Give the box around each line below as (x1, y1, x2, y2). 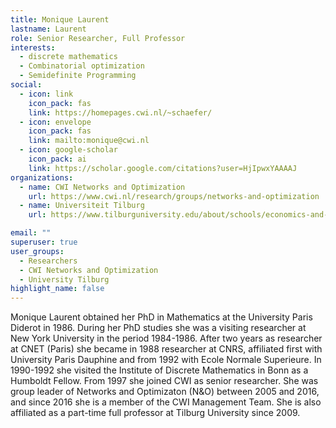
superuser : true (10, 237, 78, 247)
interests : (10, 42, 56, 53)
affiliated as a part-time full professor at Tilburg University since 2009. (10, 407, 301, 419)
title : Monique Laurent (10, 14, 110, 25)
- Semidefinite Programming (19, 71, 137, 81)
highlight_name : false (10, 284, 105, 294)
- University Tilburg (19, 274, 110, 285)
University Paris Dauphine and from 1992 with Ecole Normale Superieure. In (10, 354, 322, 366)
